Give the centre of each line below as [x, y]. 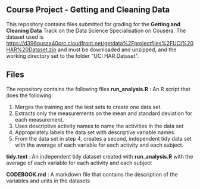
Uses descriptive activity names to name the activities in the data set [99, 126]
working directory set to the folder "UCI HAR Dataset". [73, 55]
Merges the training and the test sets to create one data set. [88, 107]
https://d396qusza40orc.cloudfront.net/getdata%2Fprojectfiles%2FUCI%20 [100, 43]
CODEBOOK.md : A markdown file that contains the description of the [92, 174]
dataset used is [25, 37]
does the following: [30, 95]
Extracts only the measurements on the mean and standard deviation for [103, 113]
